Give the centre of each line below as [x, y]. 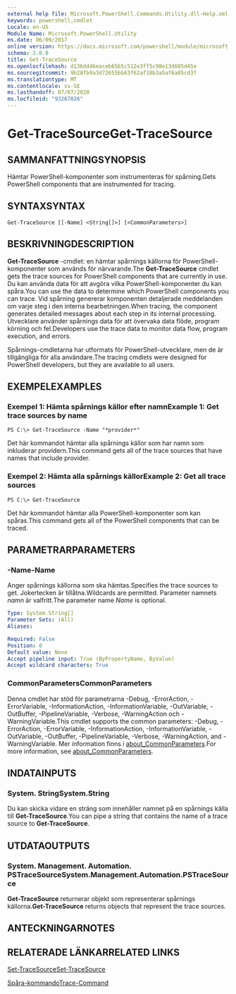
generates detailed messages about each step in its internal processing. [112, 313]
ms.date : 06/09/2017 [38, 40]
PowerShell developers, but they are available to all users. [91, 364]
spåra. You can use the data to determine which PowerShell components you [118, 291]
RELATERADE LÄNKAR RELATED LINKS [94, 952]
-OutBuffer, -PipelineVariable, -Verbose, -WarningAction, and [133, 736]
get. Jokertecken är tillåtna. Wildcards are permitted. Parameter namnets [112, 593]
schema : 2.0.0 [28, 54]
